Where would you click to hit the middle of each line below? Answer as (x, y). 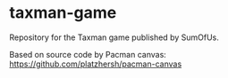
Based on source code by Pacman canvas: (88, 54)
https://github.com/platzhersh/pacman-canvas (96, 64)
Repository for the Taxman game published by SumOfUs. (114, 37)
